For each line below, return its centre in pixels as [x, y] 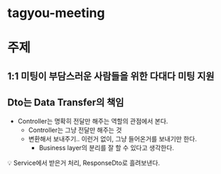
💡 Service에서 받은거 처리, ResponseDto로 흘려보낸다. [84, 163]
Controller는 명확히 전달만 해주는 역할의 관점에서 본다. [93, 121]
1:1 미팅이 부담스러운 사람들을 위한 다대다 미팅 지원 [111, 76]
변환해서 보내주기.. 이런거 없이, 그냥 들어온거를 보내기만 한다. [113, 138]
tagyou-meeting [56, 13]
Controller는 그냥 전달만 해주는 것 [75, 130]
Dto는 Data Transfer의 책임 [66, 103]
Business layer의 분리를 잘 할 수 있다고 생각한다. [106, 148]
